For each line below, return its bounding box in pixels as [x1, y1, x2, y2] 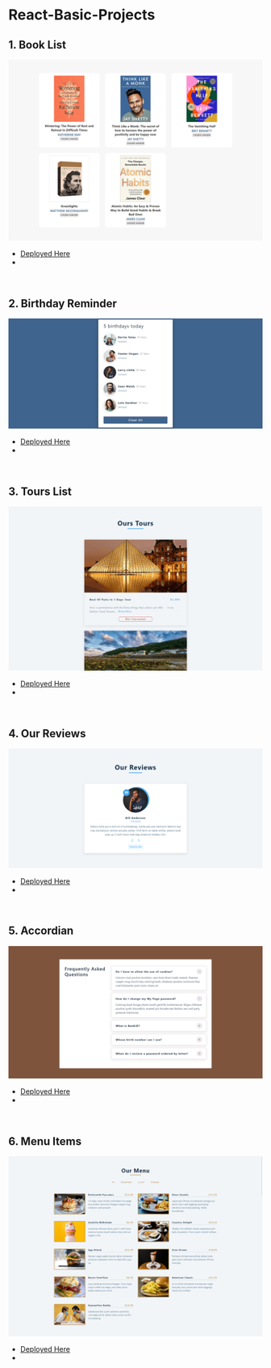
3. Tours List [8, 484, 73, 498]
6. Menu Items [8, 1134, 82, 1148]
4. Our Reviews [8, 726, 86, 741]
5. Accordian [8, 924, 74, 938]
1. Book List [8, 38, 67, 52]
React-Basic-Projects [8, 6, 156, 24]
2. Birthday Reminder [8, 297, 117, 310]
